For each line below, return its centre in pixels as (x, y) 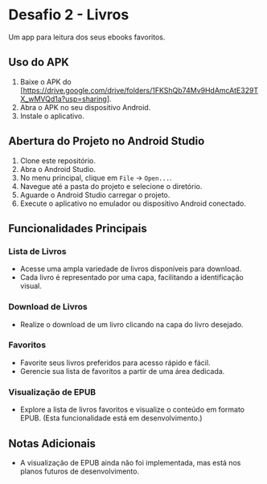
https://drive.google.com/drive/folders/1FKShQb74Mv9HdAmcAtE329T (141, 90)
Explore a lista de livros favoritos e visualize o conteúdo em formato (132, 410)
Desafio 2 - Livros (69, 15)
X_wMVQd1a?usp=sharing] (65, 99)
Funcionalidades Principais (78, 228)
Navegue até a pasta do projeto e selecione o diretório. (111, 186)
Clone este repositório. (58, 160)
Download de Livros (48, 307)
